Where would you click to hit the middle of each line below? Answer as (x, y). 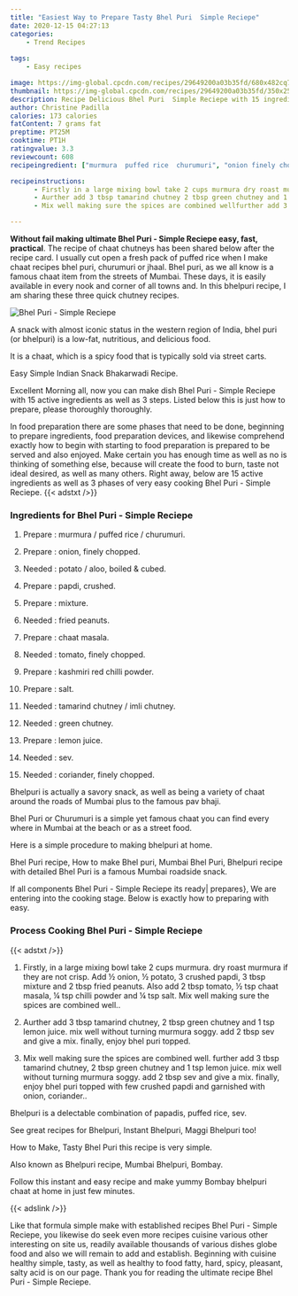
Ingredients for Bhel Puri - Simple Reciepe (102, 515)
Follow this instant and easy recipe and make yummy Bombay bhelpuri (139, 1181)
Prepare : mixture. (56, 603)
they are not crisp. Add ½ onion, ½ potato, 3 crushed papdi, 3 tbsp (144, 976)
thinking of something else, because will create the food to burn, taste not (145, 464)
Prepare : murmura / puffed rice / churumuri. (104, 535)
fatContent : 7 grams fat (56, 124)
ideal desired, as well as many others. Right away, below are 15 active (137, 473)
